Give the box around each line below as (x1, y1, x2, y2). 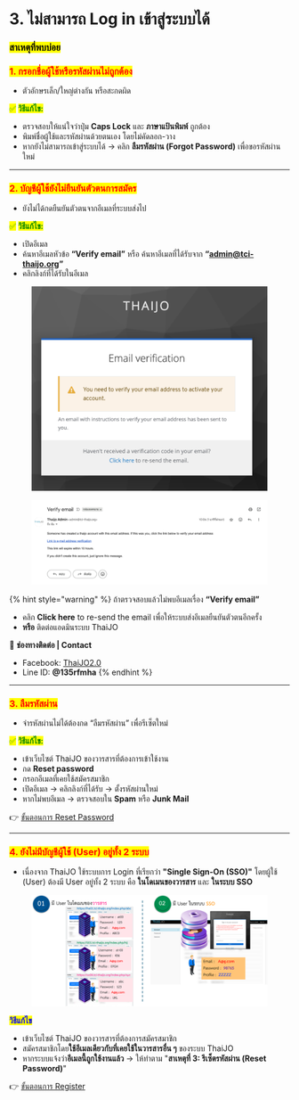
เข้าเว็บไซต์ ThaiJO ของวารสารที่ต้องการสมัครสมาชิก (21, 1032, 177, 1043)
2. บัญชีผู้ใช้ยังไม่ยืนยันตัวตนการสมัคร (9, 183, 137, 195)
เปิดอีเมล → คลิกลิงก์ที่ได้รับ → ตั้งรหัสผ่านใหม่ (21, 784, 158, 794)
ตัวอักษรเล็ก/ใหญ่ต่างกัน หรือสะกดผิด (21, 86, 132, 96)
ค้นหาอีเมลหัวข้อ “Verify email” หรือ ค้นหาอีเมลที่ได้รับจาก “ (21, 248, 210, 259)
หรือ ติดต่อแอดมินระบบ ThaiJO (21, 621, 118, 632)
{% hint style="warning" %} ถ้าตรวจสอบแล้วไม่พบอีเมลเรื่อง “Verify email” (9, 594, 260, 604)
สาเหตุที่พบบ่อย (9, 41, 61, 53)
